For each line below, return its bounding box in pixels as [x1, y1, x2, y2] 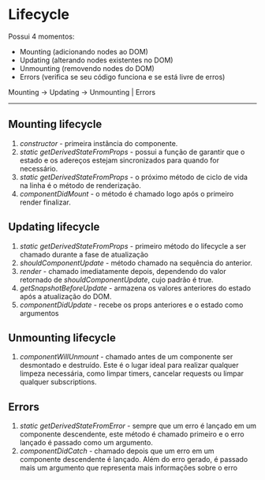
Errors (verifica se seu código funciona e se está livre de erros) [19, 72, 226, 81]
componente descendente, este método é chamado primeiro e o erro [19, 429, 244, 439]
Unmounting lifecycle [8, 331, 116, 344]
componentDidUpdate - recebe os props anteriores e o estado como [19, 300, 244, 309]
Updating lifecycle [8, 220, 100, 234]
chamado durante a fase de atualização [19, 249, 148, 259]
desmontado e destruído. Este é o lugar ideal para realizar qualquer [19, 361, 239, 370]
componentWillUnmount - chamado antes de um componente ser [19, 352, 233, 362]
